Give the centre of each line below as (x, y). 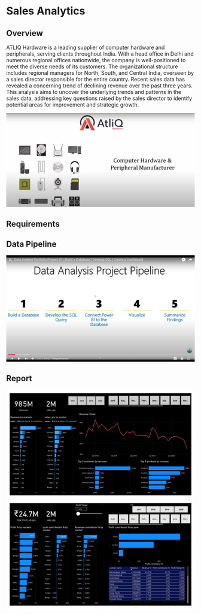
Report (19, 379)
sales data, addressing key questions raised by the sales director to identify (99, 98)
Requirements (33, 224)
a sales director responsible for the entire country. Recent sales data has (96, 79)
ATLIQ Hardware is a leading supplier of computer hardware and (86, 47)
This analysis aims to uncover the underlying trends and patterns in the (94, 92)
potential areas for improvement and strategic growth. (73, 105)
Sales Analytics (46, 11)
